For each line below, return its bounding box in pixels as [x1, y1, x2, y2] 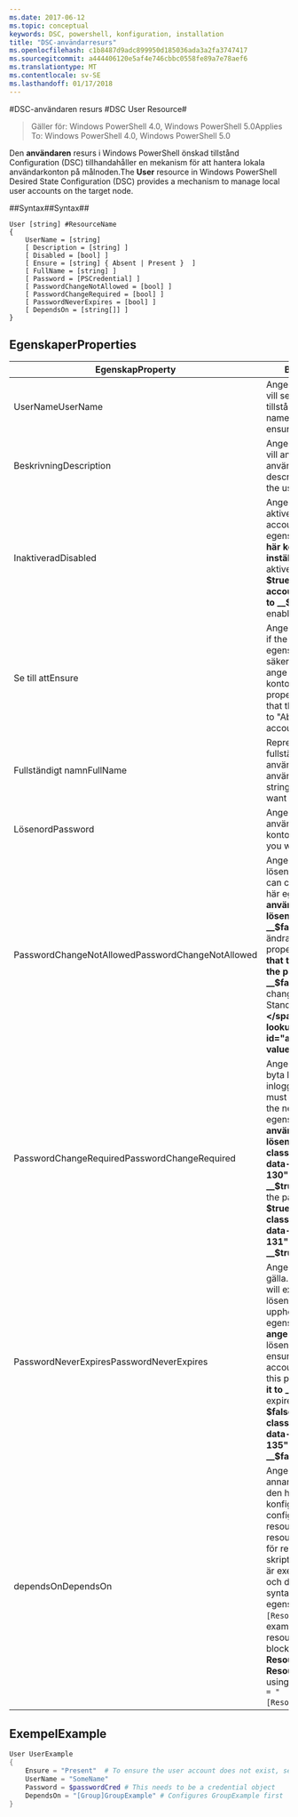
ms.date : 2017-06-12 [9, 12, 86, 22]
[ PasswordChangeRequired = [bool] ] [25, 290, 165, 299]
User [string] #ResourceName [9, 220, 117, 229]
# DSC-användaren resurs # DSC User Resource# [9, 103, 188, 114]
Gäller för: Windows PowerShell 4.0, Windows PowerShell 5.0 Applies [30, 121, 283, 132]
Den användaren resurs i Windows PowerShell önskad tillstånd [9, 148, 239, 158]
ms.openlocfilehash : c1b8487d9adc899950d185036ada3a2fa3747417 [9, 46, 248, 55]
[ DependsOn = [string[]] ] [25, 305, 129, 314]
